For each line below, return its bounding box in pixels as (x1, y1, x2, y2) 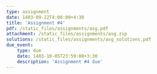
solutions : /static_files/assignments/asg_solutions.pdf (6, 36, 152, 42)
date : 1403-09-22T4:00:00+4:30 (6, 14, 84, 20)
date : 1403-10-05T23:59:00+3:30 (17, 53, 98, 59)
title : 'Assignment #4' (6, 20, 66, 26)
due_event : (6, 42, 34, 48)
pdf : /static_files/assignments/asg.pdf (6, 25, 109, 32)
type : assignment (6, 8, 50, 15)
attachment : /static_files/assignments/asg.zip (6, 31, 128, 37)
